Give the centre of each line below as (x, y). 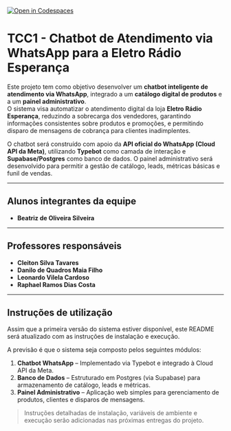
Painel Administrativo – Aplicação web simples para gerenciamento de (118, 392)
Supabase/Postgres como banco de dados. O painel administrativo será (110, 158)
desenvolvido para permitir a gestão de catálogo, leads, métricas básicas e (113, 166)
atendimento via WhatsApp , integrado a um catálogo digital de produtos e (114, 94)
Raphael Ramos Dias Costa (56, 284)
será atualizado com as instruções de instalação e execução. (93, 337)
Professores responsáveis (64, 246)
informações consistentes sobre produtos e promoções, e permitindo (106, 123)
